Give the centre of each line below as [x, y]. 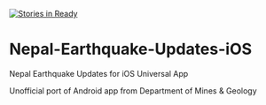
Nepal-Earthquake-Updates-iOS [131, 49]
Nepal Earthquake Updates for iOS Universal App [99, 73]
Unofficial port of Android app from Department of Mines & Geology [133, 90]
